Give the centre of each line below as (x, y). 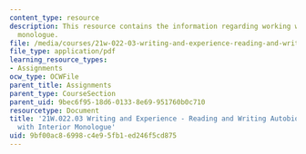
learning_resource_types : (58, 60)
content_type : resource (55, 18)
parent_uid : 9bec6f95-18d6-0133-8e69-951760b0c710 (107, 102)
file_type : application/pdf (63, 52)
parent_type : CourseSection (63, 93)
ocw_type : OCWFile (44, 77)
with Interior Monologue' (67, 128)
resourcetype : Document (55, 111)
